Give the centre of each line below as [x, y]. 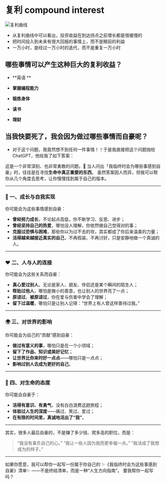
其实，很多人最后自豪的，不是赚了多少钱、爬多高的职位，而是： [70, 432]
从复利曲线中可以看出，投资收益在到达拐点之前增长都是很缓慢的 [77, 35]
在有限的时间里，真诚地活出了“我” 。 [49, 417]
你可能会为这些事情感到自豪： [35, 208]
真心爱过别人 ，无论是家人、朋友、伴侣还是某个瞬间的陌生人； [75, 285]
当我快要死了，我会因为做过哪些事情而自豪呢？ [77, 137]
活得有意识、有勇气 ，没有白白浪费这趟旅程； [58, 405]
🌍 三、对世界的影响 [29, 322]
